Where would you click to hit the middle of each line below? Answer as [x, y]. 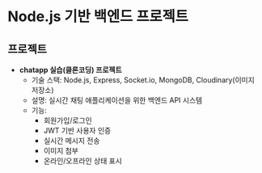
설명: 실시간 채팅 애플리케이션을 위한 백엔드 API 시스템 [117, 100]
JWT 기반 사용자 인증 [77, 131]
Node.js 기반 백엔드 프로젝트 [98, 17]
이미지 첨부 [61, 151]
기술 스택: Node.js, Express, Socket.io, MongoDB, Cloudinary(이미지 [143, 80]
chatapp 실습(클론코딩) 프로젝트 [70, 70]
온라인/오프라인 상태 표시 [82, 161]
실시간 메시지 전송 [72, 141]
